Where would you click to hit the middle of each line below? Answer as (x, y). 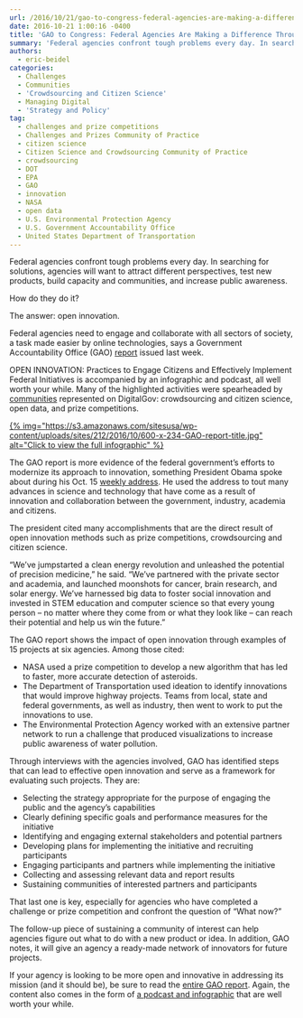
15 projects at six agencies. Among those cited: (97, 649)
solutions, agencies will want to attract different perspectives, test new (141, 271)
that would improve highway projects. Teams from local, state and (145, 696)
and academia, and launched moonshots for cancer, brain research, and (143, 584)
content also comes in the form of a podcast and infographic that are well (146, 995)
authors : (26, 51)
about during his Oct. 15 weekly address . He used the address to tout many (149, 482)
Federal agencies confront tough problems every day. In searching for (139, 262)
